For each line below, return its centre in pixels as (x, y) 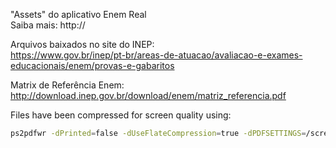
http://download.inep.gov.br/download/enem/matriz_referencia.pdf (148, 95)
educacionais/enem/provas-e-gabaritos (92, 65)
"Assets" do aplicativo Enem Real (78, 14)
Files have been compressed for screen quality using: (121, 115)
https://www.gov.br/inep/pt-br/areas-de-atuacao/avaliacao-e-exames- (156, 55)
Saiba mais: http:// (48, 25)
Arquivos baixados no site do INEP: (82, 44)
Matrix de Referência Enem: (67, 85)
